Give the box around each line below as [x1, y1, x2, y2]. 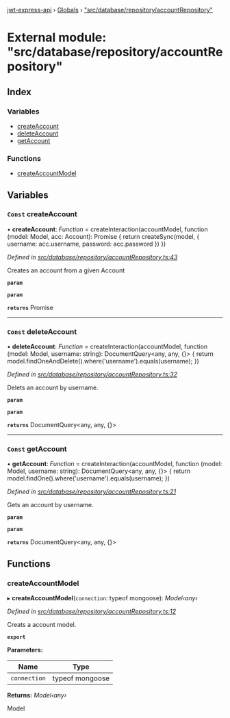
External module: [7, 30, 107, 45]
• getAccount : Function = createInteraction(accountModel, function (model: [7, 460, 222, 468]
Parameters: [7, 646, 43, 654]
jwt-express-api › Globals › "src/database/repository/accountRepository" [7, 6, 214, 14]
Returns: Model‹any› [7, 691, 67, 700]
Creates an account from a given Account [7, 266, 125, 274]
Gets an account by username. [7, 501, 94, 509]
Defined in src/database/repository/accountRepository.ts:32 [7, 370, 178, 379]
